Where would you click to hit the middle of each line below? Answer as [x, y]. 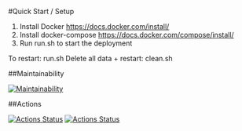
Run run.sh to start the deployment [76, 43]
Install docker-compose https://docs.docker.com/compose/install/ [126, 35]
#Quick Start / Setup [41, 11]
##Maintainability [36, 73]
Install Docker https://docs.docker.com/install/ [94, 26]
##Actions [25, 104]
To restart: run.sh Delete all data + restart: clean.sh [90, 58]
